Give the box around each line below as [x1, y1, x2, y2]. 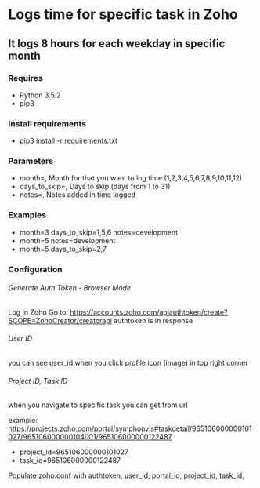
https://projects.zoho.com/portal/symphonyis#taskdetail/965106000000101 [8, 424, 252, 433]
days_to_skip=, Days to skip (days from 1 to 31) [19, 182, 171, 191]
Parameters [8, 155, 53, 166]
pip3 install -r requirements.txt [19, 136, 118, 146]
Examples [8, 209, 47, 220]
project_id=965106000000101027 [19, 447, 129, 457]
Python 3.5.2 [19, 90, 61, 100]
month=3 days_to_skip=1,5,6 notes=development [19, 228, 179, 237]
